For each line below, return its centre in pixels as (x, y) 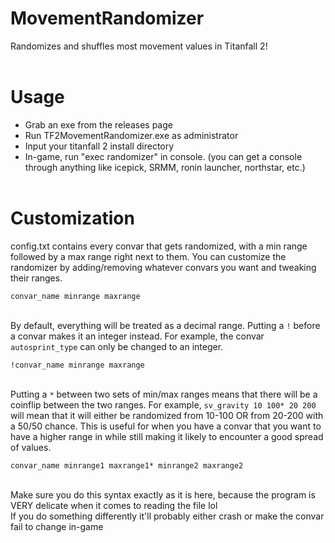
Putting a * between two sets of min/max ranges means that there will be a (164, 394)
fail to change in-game (57, 526)
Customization (72, 218)
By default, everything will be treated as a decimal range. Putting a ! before (165, 325)
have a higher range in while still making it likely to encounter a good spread (167, 436)
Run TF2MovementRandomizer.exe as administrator (131, 135)
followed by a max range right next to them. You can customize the (148, 256)
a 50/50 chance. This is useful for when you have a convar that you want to (166, 426)
